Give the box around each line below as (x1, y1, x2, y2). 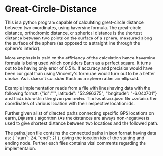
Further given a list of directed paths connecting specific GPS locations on (5, 110, 154, 116)
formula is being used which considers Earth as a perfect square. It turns (5, 60, 151, 66)
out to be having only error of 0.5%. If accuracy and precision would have (5, 65, 153, 71)
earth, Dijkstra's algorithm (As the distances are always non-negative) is (5, 115, 150, 121)
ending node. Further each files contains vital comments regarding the (5, 140, 146, 146)
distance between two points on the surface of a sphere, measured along (5, 35, 152, 41)
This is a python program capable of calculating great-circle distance (5, 19, 144, 25)
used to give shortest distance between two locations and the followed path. (5, 120, 159, 126)
